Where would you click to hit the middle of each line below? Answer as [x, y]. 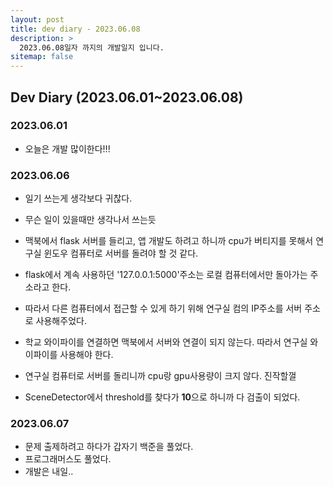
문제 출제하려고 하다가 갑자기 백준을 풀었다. [109, 447]
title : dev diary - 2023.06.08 [75, 29]
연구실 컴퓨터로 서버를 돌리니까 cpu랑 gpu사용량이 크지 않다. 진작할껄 [160, 376]
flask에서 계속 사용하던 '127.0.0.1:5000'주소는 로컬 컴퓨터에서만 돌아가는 [166, 275]
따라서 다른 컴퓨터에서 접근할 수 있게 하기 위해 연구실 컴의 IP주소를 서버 [163, 308]
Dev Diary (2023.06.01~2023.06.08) [127, 97]
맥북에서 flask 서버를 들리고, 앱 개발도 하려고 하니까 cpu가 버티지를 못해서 [169, 241]
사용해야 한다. [86, 355]
